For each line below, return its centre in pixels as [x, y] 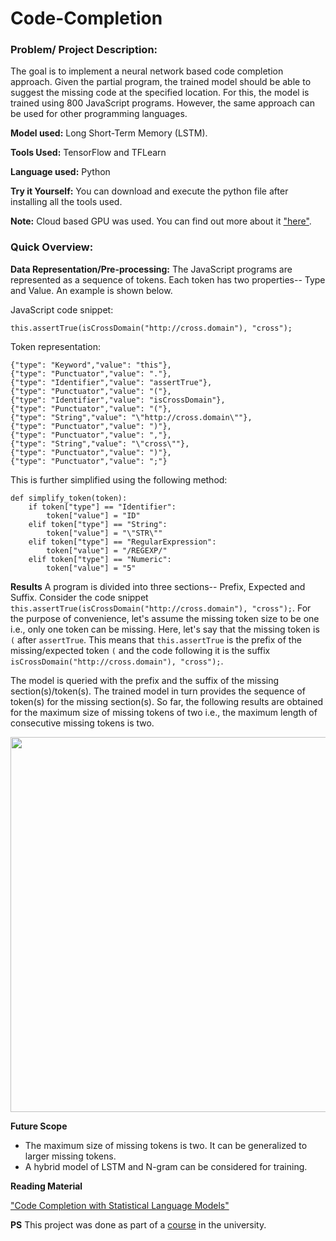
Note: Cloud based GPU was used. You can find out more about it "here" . [161, 221]
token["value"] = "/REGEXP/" [107, 550]
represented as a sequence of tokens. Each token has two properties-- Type [168, 279]
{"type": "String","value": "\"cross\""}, [100, 443]
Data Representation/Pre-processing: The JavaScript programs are [151, 269]
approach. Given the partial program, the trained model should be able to [161, 82]
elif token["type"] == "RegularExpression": [122, 542]
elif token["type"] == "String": [98, 524]
